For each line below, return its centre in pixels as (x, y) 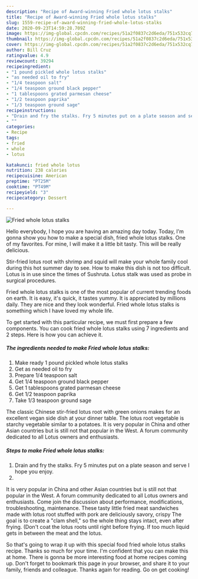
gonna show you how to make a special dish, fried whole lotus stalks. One (96, 237)
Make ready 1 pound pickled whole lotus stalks (71, 363)
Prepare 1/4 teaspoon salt (46, 375)
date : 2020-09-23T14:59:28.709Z (46, 28)
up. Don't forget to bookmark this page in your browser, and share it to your (98, 564)
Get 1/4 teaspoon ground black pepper (62, 382)
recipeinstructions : (32, 110)
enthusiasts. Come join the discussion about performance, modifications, (95, 502)
